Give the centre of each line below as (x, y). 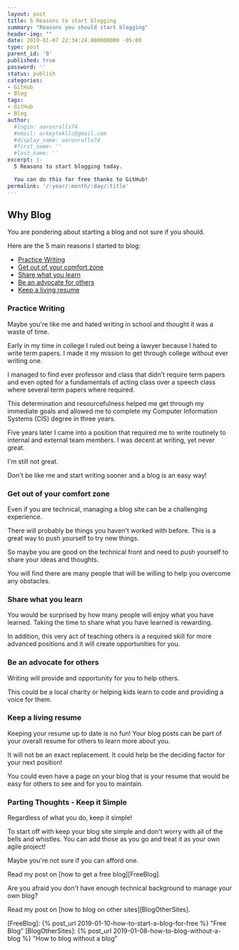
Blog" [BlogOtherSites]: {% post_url (60, 931)
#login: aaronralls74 (46, 127)
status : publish (31, 73)
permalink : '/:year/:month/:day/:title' (68, 186)
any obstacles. (29, 581)
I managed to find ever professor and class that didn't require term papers (116, 374)
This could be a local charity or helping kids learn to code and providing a (116, 692)
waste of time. (29, 332)
